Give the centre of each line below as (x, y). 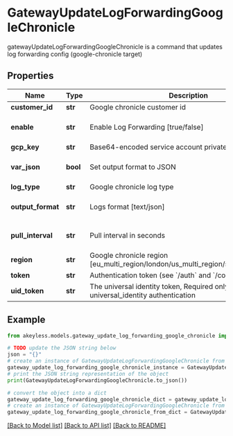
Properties (31, 76)
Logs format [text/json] (127, 207)
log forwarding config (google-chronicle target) (75, 54)
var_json (25, 166)
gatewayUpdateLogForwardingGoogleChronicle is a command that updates (115, 46)
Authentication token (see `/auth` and (150, 275)
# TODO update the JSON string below (62, 348)
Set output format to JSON (133, 166)
